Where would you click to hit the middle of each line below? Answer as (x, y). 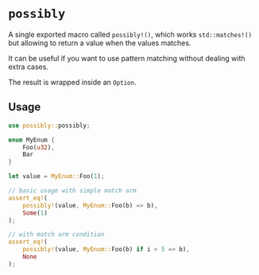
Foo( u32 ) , (39, 147)
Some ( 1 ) (35, 213)
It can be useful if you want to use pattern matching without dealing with (127, 58)
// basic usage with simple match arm (72, 191)
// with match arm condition (56, 234)
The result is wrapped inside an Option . (72, 82)
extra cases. (29, 67)
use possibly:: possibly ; (49, 126)
